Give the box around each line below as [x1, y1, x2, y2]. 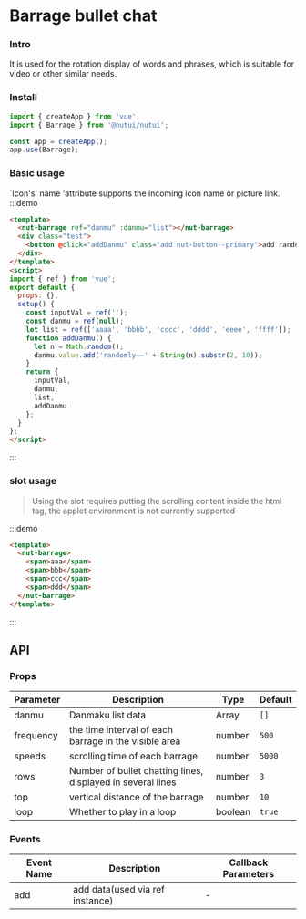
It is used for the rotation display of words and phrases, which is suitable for [9, 58, 294, 69]
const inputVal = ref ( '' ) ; [25, 308, 128, 317]
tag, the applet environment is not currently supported [31, 505, 236, 516]
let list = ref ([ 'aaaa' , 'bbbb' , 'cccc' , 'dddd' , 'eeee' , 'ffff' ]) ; [25, 325, 291, 334]
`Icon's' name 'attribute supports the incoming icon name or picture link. [9, 188, 280, 199]
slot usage [9, 475, 57, 488]
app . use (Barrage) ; [9, 145, 79, 155]
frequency [14, 729, 58, 742]
